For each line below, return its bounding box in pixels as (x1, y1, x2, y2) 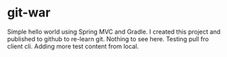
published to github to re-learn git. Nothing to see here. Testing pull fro (7, 34, 209, 43)
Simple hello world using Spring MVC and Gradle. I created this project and (7, 27, 221, 36)
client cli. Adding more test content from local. (7, 42, 139, 50)
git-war (7, 5, 51, 21)
